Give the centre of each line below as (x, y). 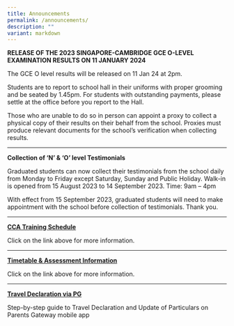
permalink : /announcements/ (48, 20)
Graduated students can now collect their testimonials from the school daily (116, 171)
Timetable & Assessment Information (62, 261)
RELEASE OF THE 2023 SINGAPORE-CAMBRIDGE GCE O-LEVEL (101, 53)
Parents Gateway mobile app (48, 315)
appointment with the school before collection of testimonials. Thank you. (112, 207)
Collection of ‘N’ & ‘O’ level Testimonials (66, 158)
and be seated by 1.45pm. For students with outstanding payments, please (114, 95)
